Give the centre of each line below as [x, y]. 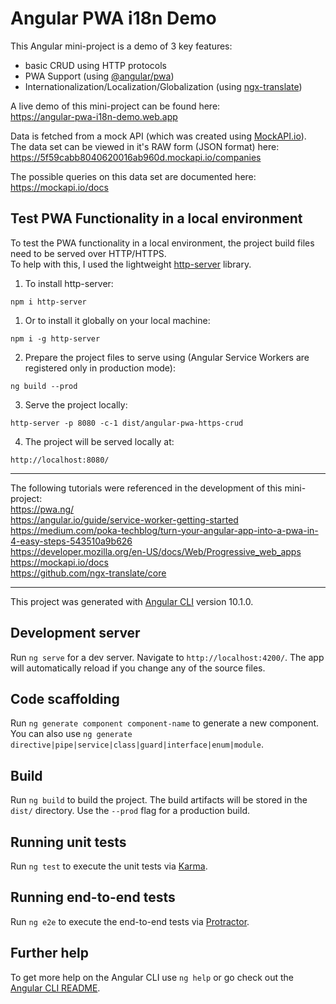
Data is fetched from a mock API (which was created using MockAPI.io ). [158, 136]
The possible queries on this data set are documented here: [133, 176]
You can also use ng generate [71, 734]
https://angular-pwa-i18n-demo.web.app [94, 116]
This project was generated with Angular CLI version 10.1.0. [132, 601]
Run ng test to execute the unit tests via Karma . [109, 866]
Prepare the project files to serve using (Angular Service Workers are [167, 357]
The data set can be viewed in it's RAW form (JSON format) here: [145, 146]
